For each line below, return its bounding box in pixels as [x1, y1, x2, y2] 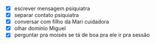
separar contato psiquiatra [14, 12, 79, 19]
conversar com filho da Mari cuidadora [14, 18, 109, 25]
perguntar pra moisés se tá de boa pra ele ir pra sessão [14, 32, 150, 39]
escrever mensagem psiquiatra [14, 5, 90, 12]
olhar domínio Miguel [14, 25, 66, 32]
